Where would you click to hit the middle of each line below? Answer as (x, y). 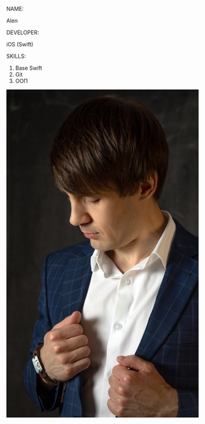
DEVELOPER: (23, 32)
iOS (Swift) (20, 44)
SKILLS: (16, 56)
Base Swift (29, 68)
